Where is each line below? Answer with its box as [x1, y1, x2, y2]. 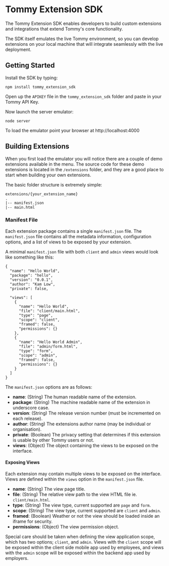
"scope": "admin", [18, 353, 58, 358]
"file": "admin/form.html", [18, 344, 78, 349]
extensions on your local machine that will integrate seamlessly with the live [5, 41, 163, 47]
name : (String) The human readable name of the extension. [12, 394, 137, 400]
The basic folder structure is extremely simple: [5, 181, 102, 187]
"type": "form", [18, 348, 53, 354]
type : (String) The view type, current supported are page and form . [12, 502, 151, 509]
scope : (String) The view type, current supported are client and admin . [12, 508, 161, 514]
